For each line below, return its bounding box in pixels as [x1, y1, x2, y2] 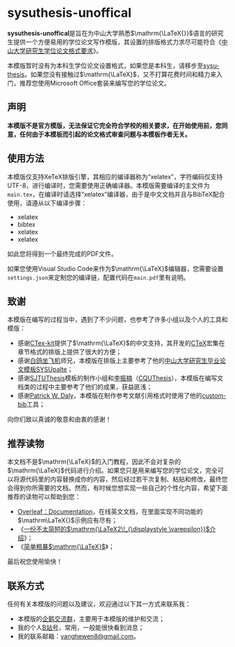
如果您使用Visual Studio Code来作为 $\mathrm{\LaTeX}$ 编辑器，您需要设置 [7, 264, 224, 272]
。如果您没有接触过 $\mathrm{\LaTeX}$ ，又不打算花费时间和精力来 [24, 70, 217, 78]
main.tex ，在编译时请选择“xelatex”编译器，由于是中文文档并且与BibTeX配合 [7, 190, 225, 198]
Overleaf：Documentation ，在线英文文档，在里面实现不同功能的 [17, 508, 204, 516]
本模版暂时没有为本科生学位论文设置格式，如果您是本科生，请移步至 [7, 61, 204, 69]
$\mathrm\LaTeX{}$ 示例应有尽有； [17, 516, 117, 524]
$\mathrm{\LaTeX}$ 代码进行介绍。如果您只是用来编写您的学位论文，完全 [7, 466, 218, 475]
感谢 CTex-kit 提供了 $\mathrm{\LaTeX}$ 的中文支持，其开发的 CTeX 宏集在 [17, 339, 225, 347]
